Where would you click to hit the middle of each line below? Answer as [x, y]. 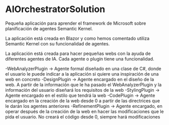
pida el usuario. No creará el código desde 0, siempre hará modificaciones [83, 116]
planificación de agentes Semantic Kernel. [49, 28]
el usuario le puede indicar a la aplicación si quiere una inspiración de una [82, 74]
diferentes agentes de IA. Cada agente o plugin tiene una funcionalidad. [80, 58]
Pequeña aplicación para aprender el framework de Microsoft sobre [76, 23]
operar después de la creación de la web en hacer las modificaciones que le [84, 111]
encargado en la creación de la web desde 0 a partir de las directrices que [83, 101]
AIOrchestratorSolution [55, 9]
